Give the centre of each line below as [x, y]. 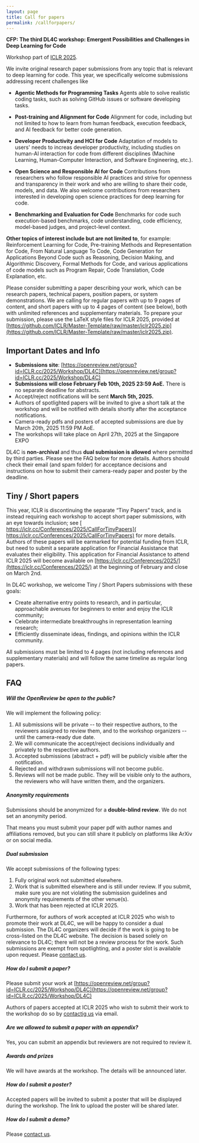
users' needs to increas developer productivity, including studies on [97, 147]
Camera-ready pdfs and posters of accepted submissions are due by [99, 422]
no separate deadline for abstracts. [57, 390]
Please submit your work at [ [41, 983]
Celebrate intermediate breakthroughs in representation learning [93, 621]
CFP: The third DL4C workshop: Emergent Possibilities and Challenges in [98, 40]
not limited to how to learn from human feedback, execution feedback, [100, 123]
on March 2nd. [24, 573]
